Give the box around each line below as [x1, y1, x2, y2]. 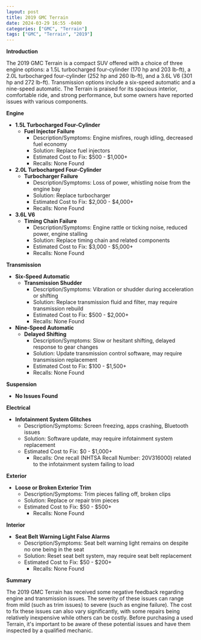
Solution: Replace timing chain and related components [32, 236, 170, 244]
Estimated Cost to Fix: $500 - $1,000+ [32, 153, 128, 160]
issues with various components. [6, 98, 88, 106]
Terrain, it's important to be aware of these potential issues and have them [6, 621, 191, 628]
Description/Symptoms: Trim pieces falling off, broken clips [23, 490, 171, 498]
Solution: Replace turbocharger [32, 192, 111, 199]
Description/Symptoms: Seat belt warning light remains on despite [23, 539, 188, 547]
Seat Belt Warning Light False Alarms [14, 533, 110, 540]
